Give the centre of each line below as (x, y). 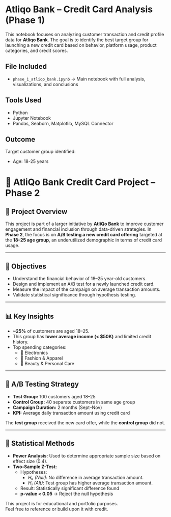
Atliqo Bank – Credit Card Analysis (79, 9)
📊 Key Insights (30, 316)
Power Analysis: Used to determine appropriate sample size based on (87, 456)
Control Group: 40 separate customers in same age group (74, 402)
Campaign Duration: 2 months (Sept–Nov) (57, 407)
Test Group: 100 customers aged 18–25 (54, 396)
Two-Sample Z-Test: (35, 467)
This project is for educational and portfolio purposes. (62, 503)
